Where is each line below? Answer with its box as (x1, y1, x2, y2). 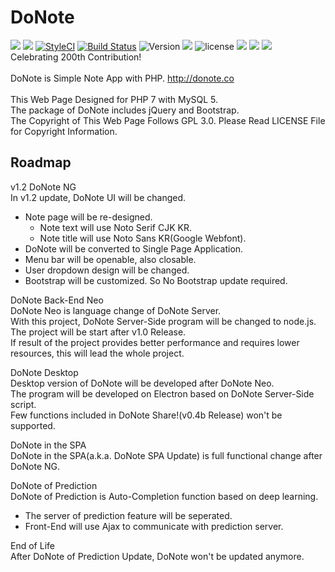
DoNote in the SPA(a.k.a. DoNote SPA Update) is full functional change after (10, 449, 323, 461)
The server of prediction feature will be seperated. (24, 509, 233, 521)
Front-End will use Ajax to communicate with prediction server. (24, 520, 284, 532)
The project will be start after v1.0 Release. (10, 326, 187, 338)
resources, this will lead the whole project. (10, 347, 185, 359)
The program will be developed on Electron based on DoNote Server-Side (10, 387, 315, 400)
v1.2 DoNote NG (10, 181, 77, 193)
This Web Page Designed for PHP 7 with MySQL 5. (10, 93, 219, 105)
